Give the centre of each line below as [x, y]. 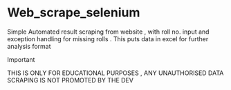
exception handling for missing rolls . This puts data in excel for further [108, 38]
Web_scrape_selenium [74, 13]
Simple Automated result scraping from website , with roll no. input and [108, 32]
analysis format [29, 46]
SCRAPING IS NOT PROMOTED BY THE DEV [70, 80]
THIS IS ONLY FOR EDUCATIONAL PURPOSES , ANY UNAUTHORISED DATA [115, 73]
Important [21, 59]
